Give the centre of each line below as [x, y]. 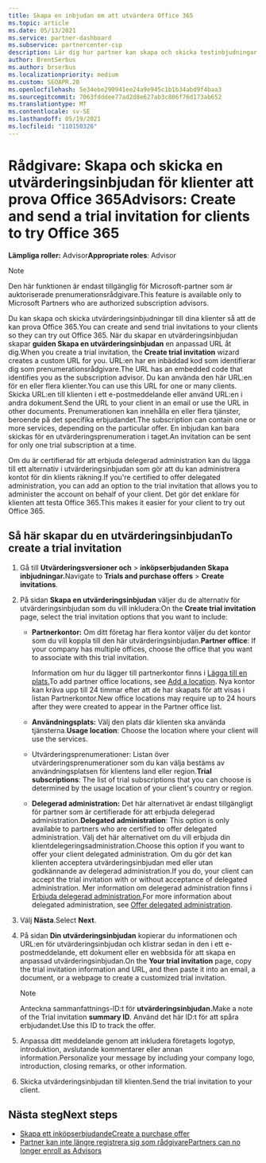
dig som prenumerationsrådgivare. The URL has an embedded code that [126, 369]
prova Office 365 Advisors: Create [122, 199]
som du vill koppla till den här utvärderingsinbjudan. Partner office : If [144, 640]
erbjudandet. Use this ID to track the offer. [88, 1025]
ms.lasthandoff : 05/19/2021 [55, 119]
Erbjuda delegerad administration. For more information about [132, 896]
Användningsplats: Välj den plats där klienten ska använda [129, 722]
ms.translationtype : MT [48, 104]
